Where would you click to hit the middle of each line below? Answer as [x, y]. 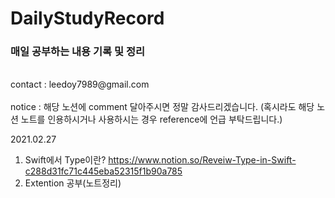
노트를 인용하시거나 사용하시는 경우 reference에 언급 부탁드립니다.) [151, 119]
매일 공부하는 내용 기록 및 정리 [78, 52]
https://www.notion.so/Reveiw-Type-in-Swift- [202, 160]
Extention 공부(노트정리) [73, 183]
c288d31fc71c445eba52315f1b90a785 [103, 171]
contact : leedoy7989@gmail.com [80, 84]
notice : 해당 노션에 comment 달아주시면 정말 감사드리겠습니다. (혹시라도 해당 [162, 107]
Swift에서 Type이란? [65, 160]
